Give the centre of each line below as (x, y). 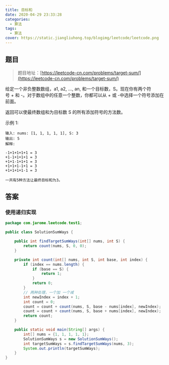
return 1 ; (51, 274)
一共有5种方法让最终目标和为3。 (34, 180)
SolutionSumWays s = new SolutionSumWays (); (71, 339)
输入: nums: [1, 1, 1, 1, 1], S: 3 (42, 133)
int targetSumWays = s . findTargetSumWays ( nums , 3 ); (79, 344)
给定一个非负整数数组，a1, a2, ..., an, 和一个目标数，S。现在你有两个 (76, 89)
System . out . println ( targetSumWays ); (62, 348)
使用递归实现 (21, 212)
